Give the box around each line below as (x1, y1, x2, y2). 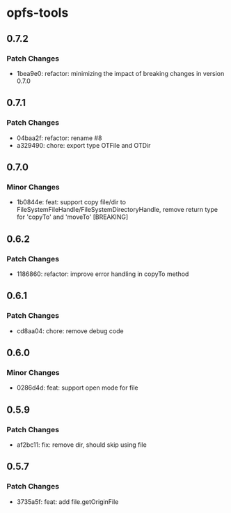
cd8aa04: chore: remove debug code (16, 326, 124, 335)
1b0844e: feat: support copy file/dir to (16, 198, 127, 206)
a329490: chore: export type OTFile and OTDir (16, 141, 151, 149)
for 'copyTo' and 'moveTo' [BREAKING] (16, 213, 129, 221)
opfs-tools (6, 5, 69, 21)
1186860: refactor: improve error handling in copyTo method (16, 270, 189, 278)
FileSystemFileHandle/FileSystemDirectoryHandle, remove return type (16, 206, 218, 214)
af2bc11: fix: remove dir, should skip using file (16, 441, 147, 449)
